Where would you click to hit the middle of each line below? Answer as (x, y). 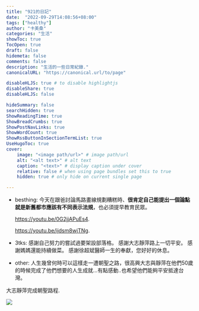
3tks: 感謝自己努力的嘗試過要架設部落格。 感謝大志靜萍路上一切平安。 (100, 243)
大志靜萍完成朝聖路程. (33, 290)
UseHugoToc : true (28, 144)
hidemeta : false (26, 56)
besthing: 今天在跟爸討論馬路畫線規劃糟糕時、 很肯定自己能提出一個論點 (102, 200)
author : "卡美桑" (26, 28)
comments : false (26, 61)
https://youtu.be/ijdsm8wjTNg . (52, 231)
